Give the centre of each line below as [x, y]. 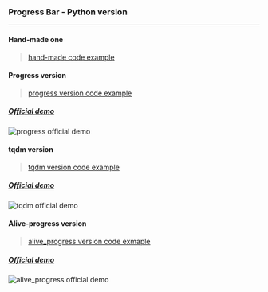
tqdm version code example [73, 167]
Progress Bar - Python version [68, 12]
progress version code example [80, 93]
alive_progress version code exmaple [89, 242]
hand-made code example [71, 57]
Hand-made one [36, 39]
